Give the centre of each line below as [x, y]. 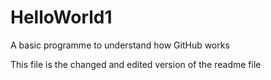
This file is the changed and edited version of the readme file [136, 64]
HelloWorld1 [61, 17]
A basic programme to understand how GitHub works [120, 45]
